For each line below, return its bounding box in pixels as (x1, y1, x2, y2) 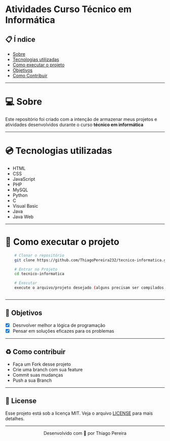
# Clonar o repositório (14, 253, 65, 258)
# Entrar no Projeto (14, 267, 58, 272)
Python (12, 192, 28, 198)
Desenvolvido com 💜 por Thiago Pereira (44, 430, 126, 436)
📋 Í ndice (5, 35, 35, 44)
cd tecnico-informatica (14, 271, 65, 276)
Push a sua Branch (12, 377, 52, 383)
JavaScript (12, 176, 35, 182)
